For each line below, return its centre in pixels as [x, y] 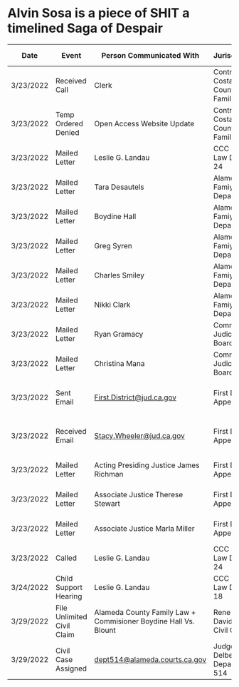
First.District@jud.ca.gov [135, 397]
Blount [105, 630]
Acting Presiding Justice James [147, 465]
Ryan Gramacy [119, 334]
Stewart [107, 503]
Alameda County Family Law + [145, 612]
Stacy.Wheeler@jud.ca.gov [139, 435]
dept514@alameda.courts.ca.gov [150, 659]
